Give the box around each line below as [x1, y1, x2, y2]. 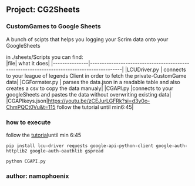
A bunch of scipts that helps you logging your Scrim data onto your [6, 35, 169, 43]
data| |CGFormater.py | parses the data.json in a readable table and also [6, 78, 180, 85]
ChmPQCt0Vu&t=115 [6, 103, 56, 111]
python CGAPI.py [6, 158, 46, 164]
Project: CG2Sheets [6, 5, 80, 15]
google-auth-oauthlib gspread [29, 148, 104, 154]
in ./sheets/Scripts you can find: [6, 53, 83, 61]
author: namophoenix [6, 172, 69, 180]
